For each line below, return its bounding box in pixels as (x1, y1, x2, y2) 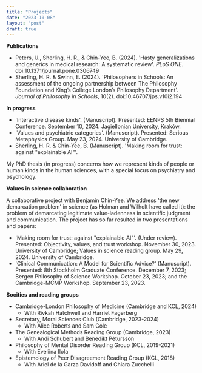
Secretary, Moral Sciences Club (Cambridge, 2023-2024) (15, 316, 160, 323)
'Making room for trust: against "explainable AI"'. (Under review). (15, 234, 177, 241)
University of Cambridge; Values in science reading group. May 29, (15, 247, 183, 255)
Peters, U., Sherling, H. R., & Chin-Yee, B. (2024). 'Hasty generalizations (15, 54, 195, 61)
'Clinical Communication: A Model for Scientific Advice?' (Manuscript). (15, 260, 192, 267)
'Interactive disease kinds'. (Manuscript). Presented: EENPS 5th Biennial (15, 116, 195, 124)
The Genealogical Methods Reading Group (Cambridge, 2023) (15, 329, 171, 336)
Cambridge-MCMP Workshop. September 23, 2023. (15, 280, 146, 287)
